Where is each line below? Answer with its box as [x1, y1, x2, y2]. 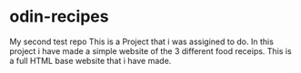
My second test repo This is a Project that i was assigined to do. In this [9, 36, 275, 47]
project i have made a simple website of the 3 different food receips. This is [9, 45, 293, 56]
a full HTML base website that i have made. [9, 55, 172, 66]
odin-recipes [9, 6, 109, 27]
